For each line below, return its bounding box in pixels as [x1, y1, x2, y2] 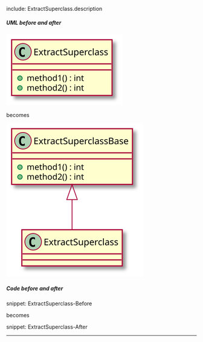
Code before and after [6, 285, 63, 292]
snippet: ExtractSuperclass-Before [6, 300, 92, 307]
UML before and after [6, 19, 62, 26]
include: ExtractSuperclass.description [6, 5, 103, 12]
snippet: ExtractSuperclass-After [6, 323, 88, 331]
